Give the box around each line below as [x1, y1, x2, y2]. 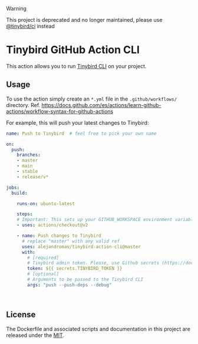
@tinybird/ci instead [6, 23, 55, 29]
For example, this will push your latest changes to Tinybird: [6, 119, 149, 126]
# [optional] [27, 271, 60, 277]
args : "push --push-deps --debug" [27, 282, 112, 288]
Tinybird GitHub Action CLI [6, 44, 140, 56]
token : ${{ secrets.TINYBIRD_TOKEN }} [27, 266, 123, 272]
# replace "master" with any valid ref [21, 238, 120, 244]
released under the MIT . [6, 332, 65, 339]
